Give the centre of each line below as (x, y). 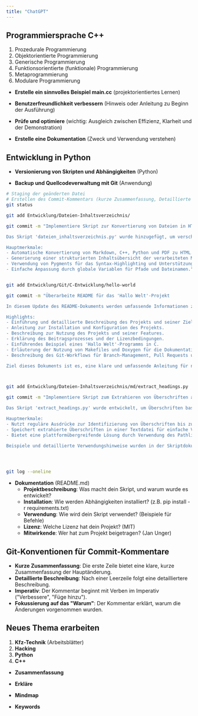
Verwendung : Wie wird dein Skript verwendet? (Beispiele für (98, 514)
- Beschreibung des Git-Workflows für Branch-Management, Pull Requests (97, 355)
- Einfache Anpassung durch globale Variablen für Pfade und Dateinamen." (100, 269)
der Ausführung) (35, 110)
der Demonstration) (38, 128)
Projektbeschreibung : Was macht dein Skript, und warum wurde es (106, 489)
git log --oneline (29, 472)
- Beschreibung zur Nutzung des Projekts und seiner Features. (85, 333)
